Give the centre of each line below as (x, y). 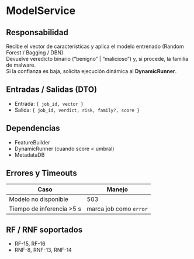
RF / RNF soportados (44, 229)
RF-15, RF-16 (30, 244)
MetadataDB (30, 155)
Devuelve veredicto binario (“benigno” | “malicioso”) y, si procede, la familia (97, 59)
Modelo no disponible (39, 199)
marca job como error (117, 209)
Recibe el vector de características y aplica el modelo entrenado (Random (95, 46)
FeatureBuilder (32, 142)
